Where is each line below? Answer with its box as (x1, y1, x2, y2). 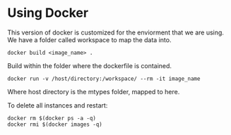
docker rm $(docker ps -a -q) (7, 115, 97, 122)
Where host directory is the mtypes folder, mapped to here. (7, 87, 180, 96)
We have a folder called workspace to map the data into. (7, 35, 172, 44)
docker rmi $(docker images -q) (7, 121, 102, 128)
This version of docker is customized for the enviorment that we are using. (7, 28, 225, 37)
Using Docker (7, 5, 89, 21)
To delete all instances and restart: (7, 101, 108, 110)
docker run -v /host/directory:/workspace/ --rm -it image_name (7, 75, 201, 82)
